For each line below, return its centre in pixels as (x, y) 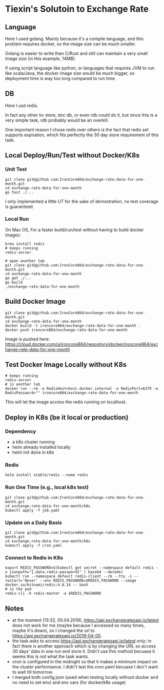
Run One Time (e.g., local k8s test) (47, 487)
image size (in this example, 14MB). (41, 59)
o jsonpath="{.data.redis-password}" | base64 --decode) (64, 572)
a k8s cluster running (33, 442)
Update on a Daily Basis (34, 523)
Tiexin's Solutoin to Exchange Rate (77, 9)
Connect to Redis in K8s (34, 558)
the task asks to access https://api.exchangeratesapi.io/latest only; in (82, 641)
